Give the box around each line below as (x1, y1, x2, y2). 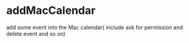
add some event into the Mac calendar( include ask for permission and (6, 24, 184, 31)
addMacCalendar (6, 4, 96, 18)
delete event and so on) (6, 30, 66, 37)
